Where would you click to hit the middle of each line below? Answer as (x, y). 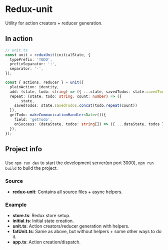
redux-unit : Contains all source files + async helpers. (67, 192)
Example (16, 205)
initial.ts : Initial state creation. (43, 221)
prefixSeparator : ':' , (33, 64)
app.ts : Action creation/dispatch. (46, 242)
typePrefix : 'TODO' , (31, 59)
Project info (24, 149)
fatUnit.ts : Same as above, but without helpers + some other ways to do (87, 232)
